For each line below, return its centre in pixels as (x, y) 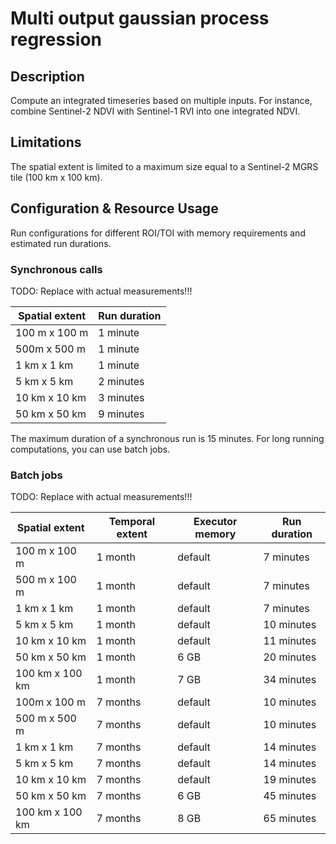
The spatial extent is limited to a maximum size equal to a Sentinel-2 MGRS (164, 166)
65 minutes (290, 819)
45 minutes (290, 796)
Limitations (46, 142)
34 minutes (290, 680)
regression (56, 39)
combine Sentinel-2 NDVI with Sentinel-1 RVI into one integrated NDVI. (155, 111)
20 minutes (290, 657)
